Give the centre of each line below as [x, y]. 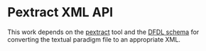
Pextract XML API [60, 12]
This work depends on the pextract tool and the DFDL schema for [103, 32]
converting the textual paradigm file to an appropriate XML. [94, 39]
